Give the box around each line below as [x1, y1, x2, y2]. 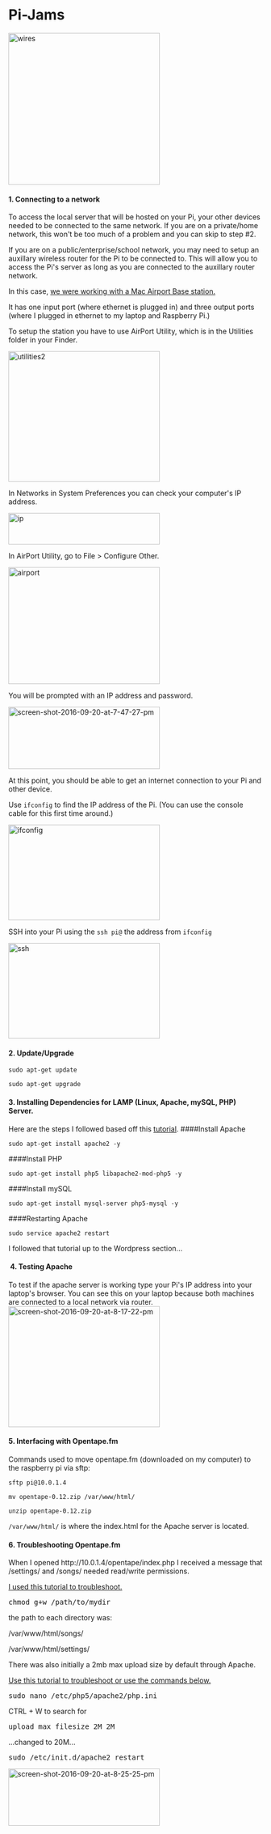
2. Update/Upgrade [8, 1048, 74, 1058]
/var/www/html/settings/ [8, 1645, 90, 1654]
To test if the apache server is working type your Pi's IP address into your [8, 1280, 252, 1289]
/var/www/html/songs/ [8, 1628, 84, 1638]
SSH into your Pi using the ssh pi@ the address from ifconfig [8, 927, 212, 936]
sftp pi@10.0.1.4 [8, 1479, 67, 1487]
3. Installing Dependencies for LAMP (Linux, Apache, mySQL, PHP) [8, 1097, 236, 1106]
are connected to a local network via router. [8, 1297, 153, 1306]
